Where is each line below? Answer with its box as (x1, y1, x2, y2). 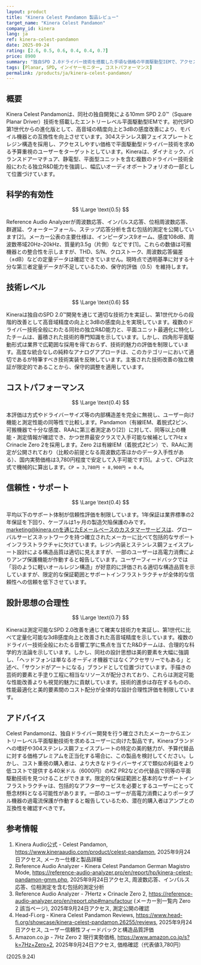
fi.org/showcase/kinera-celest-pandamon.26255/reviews (14, 918, 157, 926)
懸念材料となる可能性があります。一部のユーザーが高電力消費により (6, 789, 173, 796)
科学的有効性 (6, 190, 54, 200)
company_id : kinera (6, 25, 55, 32)
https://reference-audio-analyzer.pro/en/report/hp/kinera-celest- (32, 869, 193, 876)
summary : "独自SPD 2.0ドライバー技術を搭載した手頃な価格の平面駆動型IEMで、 (6, 59, 180, 65)
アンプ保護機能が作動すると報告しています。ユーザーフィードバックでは (11, 556, 188, 563)
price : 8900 (6, 53, 36, 59)
